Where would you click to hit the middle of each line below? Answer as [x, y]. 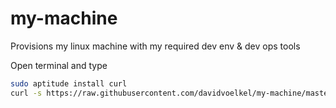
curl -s [26, 93]
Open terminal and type [59, 65]
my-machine [64, 18]
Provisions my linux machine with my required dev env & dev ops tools [155, 46]
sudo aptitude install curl [69, 83]
